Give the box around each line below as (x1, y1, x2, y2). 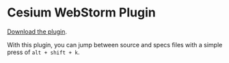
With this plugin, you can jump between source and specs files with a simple (7, 40, 223, 49)
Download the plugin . (7, 27, 67, 36)
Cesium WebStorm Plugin (7, 5, 156, 21)
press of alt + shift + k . (7, 48, 80, 56)
